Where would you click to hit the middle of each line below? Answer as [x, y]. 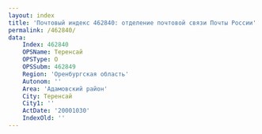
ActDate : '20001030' [56, 111]
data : [17, 37]
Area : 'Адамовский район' [65, 89]
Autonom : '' [42, 81]
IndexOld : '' [44, 118]
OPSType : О [40, 60]
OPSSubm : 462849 [49, 67]
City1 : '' [39, 103]
